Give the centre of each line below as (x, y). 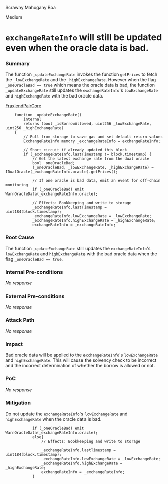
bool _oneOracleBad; (54, 163)
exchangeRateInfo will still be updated (84, 37)
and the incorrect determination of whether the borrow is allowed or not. (80, 365)
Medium (14, 17)
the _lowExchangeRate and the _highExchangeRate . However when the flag (81, 80)
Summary (18, 64)
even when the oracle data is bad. (77, 48)
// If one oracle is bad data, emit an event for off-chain (96, 181)
